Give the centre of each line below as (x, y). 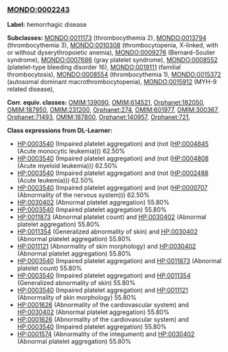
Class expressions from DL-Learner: (60, 131)
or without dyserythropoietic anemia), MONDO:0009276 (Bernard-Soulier (111, 52)
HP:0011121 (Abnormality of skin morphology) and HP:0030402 (106, 247)
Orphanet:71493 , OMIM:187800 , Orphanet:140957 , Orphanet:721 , (99, 117)
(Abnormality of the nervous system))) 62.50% (83, 195)
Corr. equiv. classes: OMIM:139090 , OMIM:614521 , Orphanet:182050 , (106, 103)
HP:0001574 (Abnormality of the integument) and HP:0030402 (106, 334)
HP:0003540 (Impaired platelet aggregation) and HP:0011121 (103, 290)
